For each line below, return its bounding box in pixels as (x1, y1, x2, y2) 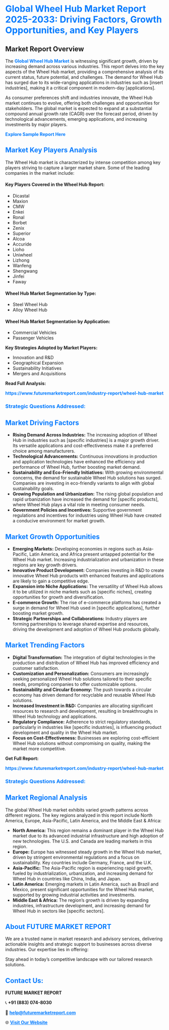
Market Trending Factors (5, 641, 85, 650)
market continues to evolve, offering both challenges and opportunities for (5, 100, 160, 106)
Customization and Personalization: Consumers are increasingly (12, 670, 149, 676)
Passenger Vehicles (12, 335, 54, 341)
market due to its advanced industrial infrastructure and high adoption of (12, 832, 164, 839)
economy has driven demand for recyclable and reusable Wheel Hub (12, 692, 155, 698)
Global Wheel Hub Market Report (5, 3, 146, 15)
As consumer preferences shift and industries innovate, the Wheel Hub (5, 94, 153, 101)
